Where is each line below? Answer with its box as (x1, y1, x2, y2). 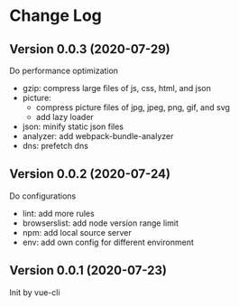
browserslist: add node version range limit (22, 218, 179, 228)
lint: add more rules (22, 208, 95, 219)
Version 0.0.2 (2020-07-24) (9, 166, 171, 181)
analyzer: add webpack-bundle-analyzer (22, 131, 174, 141)
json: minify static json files (22, 121, 124, 132)
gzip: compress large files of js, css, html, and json (22, 83, 212, 93)
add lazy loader (35, 112, 95, 122)
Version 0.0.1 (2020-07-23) (9, 263, 168, 278)
